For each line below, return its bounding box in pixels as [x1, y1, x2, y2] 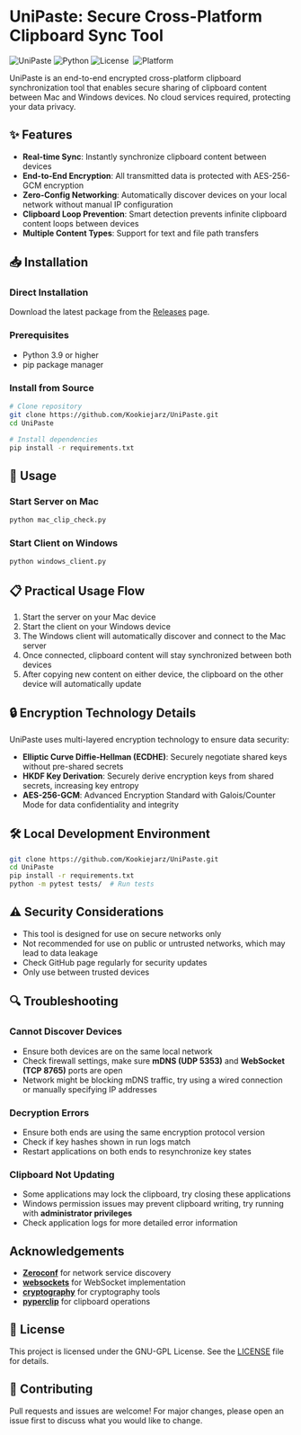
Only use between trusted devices [22, 967, 150, 977]
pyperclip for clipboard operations [22, 1296, 151, 1306]
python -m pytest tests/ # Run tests [9, 879, 155, 889]
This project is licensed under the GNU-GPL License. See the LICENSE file [9, 1346, 285, 1357]
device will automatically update [22, 678, 142, 689]
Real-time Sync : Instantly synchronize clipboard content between [22, 151, 267, 162]
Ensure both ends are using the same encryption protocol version [22, 1127, 265, 1137]
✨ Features [9, 128, 73, 143]
